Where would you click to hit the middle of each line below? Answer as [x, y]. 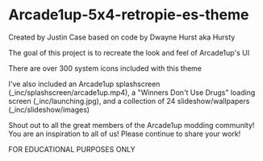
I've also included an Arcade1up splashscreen [84, 84]
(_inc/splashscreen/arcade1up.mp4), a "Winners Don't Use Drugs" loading [132, 92]
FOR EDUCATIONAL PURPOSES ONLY [72, 149]
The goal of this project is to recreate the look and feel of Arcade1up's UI [129, 52]
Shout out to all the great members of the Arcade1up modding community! [131, 125]
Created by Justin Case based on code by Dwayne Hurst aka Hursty [122, 37]
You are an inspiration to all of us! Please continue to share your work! [125, 134]
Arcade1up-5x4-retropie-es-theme [129, 15]
